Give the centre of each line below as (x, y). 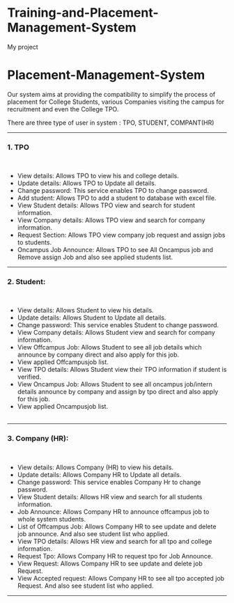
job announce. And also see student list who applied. (93, 533)
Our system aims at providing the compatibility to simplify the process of (111, 94)
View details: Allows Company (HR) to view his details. (95, 467)
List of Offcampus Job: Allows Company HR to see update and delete (117, 526)
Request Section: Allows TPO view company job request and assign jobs (121, 235)
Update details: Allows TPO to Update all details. (87, 183)
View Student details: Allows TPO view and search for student (106, 205)
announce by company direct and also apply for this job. (98, 355)
